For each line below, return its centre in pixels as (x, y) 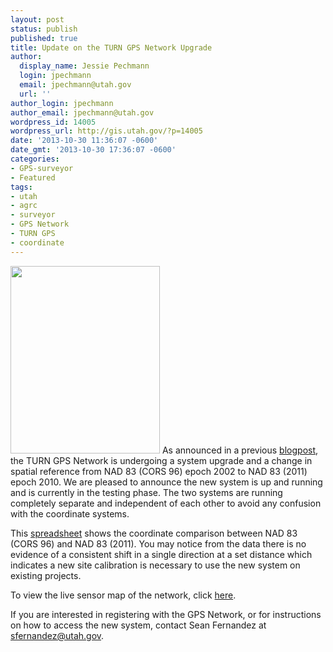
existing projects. (46, 575)
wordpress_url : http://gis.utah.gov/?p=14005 (106, 131)
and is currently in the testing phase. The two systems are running (146, 492)
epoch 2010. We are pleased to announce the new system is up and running (166, 482)
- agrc (24, 206)
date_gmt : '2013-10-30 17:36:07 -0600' (93, 150)
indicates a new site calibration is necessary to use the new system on (155, 565)
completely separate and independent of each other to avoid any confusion (166, 503)
